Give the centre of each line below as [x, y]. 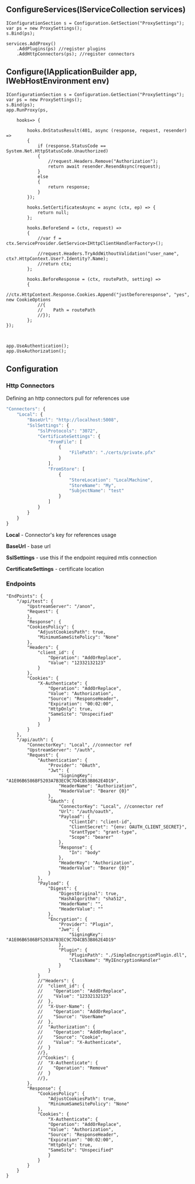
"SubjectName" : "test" [97, 491]
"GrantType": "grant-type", [103, 832]
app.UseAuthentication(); [37, 346]
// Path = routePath [66, 310]
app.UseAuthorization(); [36, 351]
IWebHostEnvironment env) [58, 81]
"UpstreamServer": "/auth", [61, 750]
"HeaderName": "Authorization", [98, 786]
